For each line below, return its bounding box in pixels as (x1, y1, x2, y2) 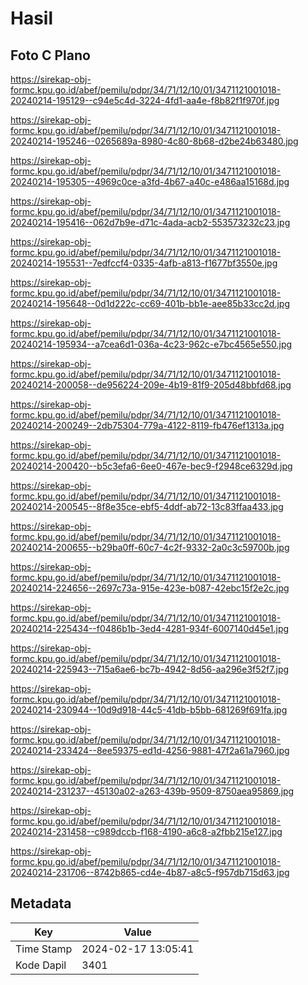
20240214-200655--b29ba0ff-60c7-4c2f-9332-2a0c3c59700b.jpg (10, 542, 290, 553)
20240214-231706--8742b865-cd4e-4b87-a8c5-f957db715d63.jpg (10, 867, 290, 878)
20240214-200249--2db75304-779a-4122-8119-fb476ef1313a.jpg (10, 420, 285, 431)
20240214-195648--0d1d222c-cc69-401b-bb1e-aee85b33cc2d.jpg (10, 298, 291, 309)
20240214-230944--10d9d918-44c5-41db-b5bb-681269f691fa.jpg (10, 704, 288, 716)
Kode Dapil (15, 958, 67, 972)
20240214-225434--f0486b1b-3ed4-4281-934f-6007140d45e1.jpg (10, 623, 290, 634)
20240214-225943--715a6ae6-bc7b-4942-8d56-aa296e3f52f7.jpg (10, 663, 290, 675)
